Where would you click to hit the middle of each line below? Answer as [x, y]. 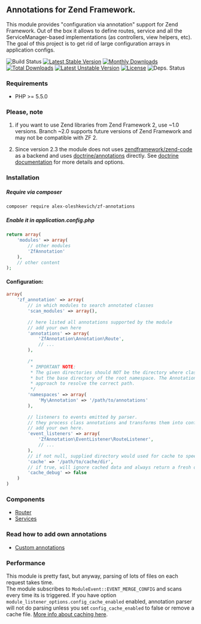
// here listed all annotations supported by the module [100, 322]
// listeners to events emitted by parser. [83, 417]
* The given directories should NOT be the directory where [107, 372]
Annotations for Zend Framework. [71, 10]
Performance [26, 563]
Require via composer [34, 192]
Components [25, 499]
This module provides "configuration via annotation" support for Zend [92, 24]
